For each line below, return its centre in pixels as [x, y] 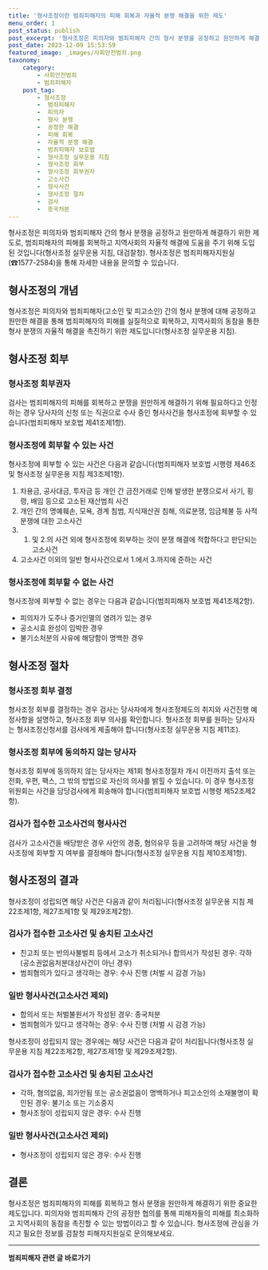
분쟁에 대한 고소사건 [51, 521]
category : [39, 68]
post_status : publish [44, 30]
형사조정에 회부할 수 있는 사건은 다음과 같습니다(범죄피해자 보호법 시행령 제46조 [132, 464]
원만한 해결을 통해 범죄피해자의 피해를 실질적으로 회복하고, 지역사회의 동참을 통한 [134, 321]
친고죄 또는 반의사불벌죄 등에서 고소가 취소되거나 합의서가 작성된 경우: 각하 [136, 952]
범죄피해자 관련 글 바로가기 [49, 1257]
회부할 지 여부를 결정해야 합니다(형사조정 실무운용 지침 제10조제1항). [141, 853]
